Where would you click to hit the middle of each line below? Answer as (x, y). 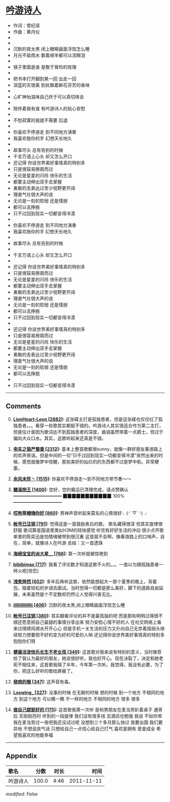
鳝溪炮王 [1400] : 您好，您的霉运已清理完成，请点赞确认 (71, 490)
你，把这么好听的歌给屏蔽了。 (44, 671)
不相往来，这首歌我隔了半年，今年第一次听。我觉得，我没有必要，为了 (90, 665)
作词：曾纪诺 (26, 25)
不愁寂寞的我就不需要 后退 (40, 120)
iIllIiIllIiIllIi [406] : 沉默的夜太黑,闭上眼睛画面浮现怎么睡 (69, 605)
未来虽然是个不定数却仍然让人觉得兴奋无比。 (68, 594)
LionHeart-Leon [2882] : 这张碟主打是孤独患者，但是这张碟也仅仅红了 (86, 419)
